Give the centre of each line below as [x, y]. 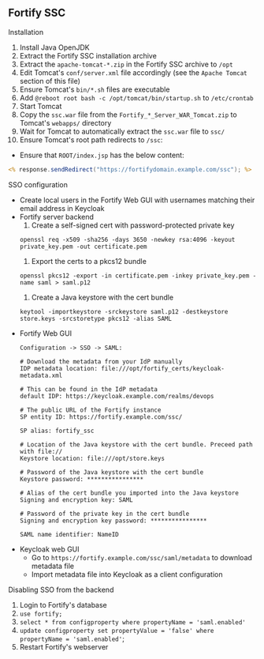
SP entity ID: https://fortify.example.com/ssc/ [101, 417]
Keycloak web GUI [50, 549]
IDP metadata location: [59, 368]
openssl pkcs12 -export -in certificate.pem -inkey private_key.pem [134, 276]
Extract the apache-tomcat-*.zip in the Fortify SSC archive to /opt [126, 64]
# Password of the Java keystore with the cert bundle [112, 472]
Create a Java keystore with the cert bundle [102, 297]
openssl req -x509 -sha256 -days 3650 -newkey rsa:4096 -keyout [127, 239]
